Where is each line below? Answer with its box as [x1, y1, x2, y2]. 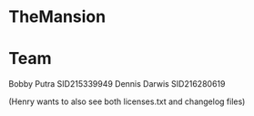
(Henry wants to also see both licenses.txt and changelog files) [8, 96, 246, 107]
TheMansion [8, 6, 107, 27]
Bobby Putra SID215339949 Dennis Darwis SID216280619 [8, 79, 226, 90]
